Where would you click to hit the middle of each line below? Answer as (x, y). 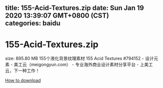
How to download (23, 81)
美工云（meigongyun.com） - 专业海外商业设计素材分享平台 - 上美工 (83, 65)
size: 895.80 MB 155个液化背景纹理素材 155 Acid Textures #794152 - (75, 59)
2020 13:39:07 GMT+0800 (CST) (57, 16)
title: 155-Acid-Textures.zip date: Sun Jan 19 (75, 8)
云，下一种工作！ (22, 71)
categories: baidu (33, 23)
